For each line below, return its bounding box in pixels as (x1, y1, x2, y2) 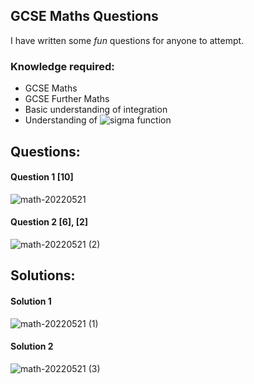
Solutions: (10, 267, 76, 284)
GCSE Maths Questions (10, 8, 159, 25)
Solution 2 (10, 340, 54, 353)
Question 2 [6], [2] (10, 216, 89, 228)
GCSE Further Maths (24, 93, 110, 105)
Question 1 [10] (10, 171, 74, 183)
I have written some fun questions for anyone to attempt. (10, 34, 245, 46)
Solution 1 (10, 295, 52, 307)
